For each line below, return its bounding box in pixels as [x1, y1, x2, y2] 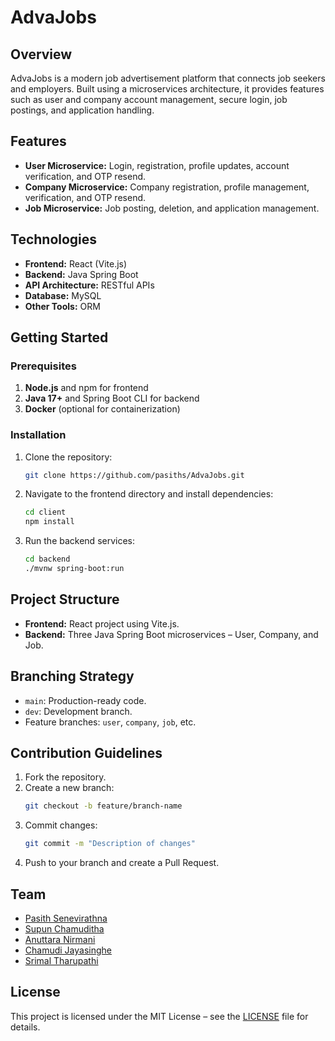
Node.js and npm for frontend [24, 382, 149, 394]
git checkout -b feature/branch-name [24, 801, 183, 811]
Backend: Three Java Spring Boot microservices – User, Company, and [24, 628, 319, 640]
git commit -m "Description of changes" [24, 839, 196, 849]
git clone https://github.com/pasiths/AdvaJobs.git [24, 470, 245, 480]
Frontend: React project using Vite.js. [24, 617, 180, 630]
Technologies [10, 231, 98, 248]
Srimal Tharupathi [24, 954, 99, 966]
